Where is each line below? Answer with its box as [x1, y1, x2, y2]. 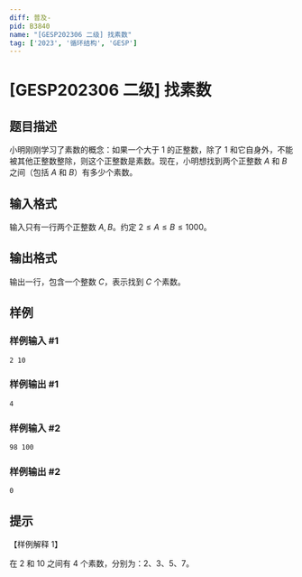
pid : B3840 [9, 22, 50, 31]
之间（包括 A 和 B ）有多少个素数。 [9, 167, 138, 178]
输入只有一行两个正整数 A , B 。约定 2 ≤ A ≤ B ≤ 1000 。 [9, 222, 212, 233]
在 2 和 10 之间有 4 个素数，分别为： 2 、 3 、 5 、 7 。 [9, 558, 195, 569]
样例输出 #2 [9, 466, 61, 479]
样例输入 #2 [9, 422, 61, 434]
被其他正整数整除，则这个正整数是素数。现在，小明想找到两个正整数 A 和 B [9, 155, 288, 167]
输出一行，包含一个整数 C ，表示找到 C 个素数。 [9, 276, 187, 287]
